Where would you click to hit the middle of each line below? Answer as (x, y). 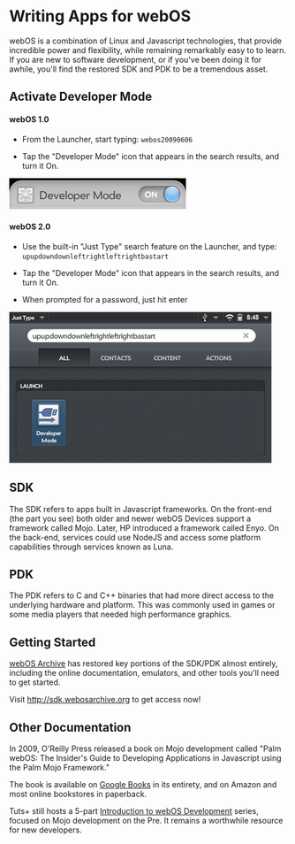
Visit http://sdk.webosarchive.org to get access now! (105, 700)
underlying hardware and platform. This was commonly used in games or (142, 605)
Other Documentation (70, 727)
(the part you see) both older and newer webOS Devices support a (130, 518)
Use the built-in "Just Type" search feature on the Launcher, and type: (149, 246)
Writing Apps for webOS (100, 16)
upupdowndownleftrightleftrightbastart (95, 257)
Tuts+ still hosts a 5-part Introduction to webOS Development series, (134, 810)
